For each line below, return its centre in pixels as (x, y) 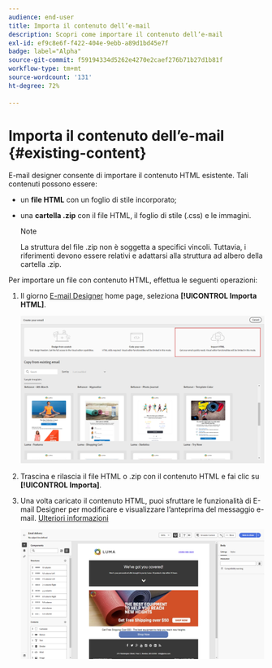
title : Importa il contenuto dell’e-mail (80, 26)
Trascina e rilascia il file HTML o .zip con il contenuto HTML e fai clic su (140, 476)
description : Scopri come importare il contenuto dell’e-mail (116, 34)
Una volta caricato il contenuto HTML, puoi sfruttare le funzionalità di (136, 500)
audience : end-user (41, 17)
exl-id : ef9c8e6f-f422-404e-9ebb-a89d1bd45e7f (89, 43)
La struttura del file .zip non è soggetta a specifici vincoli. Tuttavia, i (133, 247)
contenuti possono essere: (53, 184)
